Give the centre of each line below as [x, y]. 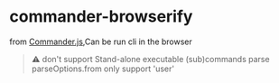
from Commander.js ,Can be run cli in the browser [101, 41]
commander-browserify [101, 17]
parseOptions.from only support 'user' [102, 69]
